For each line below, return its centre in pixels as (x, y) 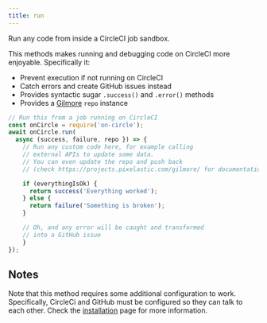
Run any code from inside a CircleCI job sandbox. (89, 38)
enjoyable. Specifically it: (49, 62)
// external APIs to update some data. (89, 154)
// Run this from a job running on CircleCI (83, 117)
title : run (26, 16)
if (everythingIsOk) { (60, 184)
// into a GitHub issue (62, 235)
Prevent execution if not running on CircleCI (91, 77)
